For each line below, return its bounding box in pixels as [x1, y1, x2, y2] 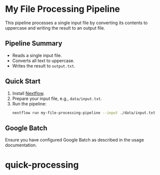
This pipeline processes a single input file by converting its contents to [5, 20, 148, 26]
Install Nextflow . [12, 90, 45, 96]
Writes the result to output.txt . [12, 63, 76, 69]
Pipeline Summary [5, 39, 62, 48]
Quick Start [5, 77, 41, 86]
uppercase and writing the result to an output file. [5, 25, 106, 31]
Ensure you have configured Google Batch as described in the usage [5, 137, 144, 143]
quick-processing [5, 159, 79, 171]
